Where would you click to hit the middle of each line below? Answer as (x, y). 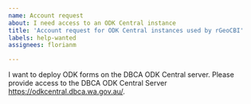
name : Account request (46, 15)
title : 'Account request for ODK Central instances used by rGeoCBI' (126, 30)
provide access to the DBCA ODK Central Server (88, 83)
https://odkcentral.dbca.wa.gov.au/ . (67, 91)
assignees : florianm (43, 45)
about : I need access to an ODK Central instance (92, 23)
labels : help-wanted (43, 38)
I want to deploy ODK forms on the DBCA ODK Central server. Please (122, 75)
